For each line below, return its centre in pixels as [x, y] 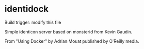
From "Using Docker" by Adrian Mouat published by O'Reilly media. [72, 41]
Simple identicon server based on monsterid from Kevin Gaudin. [69, 32]
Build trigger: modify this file [33, 22]
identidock [27, 9]
